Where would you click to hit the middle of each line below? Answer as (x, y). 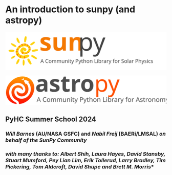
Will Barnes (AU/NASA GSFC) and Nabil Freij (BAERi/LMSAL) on (86, 134)
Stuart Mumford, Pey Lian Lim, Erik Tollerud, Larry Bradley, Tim (85, 160)
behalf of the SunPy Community (46, 140)
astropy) (24, 20)
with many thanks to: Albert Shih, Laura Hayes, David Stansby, (85, 154)
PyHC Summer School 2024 (51, 119)
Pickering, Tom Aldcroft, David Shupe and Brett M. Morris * (80, 166)
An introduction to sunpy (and (70, 9)
